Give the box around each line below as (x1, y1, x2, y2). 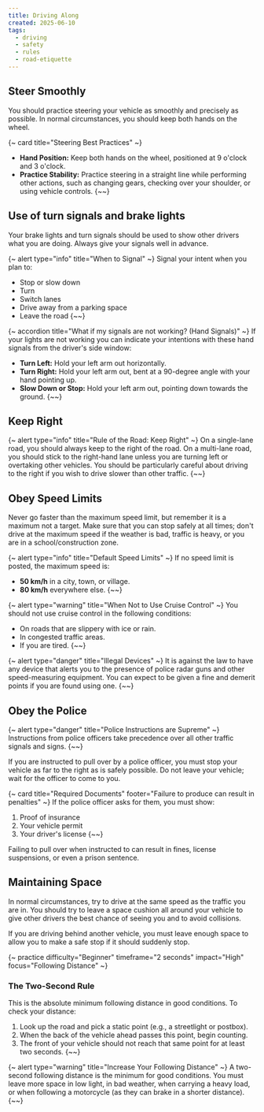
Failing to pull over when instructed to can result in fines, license (8, 844, 217, 854)
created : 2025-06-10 (8, 19, 76, 27)
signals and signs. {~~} (8, 742, 84, 751)
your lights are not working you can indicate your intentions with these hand (8, 334, 254, 344)
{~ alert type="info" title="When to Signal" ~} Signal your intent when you (8, 254, 247, 263)
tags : (8, 26, 26, 34)
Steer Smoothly (8, 84, 86, 99)
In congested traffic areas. (19, 632, 106, 642)
